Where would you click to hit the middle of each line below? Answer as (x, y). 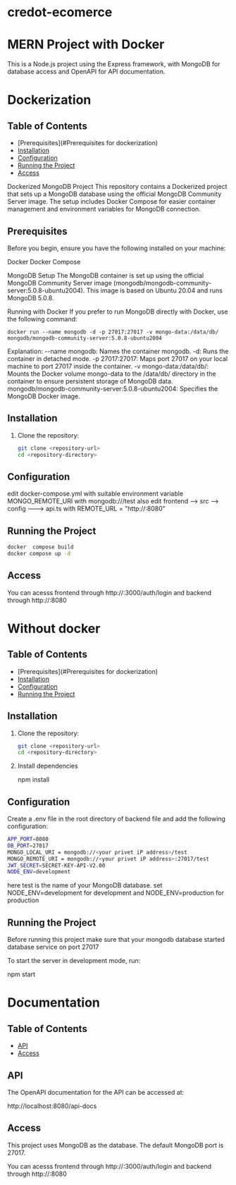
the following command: (42, 319)
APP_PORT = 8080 (28, 840)
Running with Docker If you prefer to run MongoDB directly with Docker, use (118, 312)
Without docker (54, 628)
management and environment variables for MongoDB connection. (104, 209)
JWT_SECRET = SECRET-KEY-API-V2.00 (56, 865)
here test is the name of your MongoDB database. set (85, 885)
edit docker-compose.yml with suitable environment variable (95, 493)
